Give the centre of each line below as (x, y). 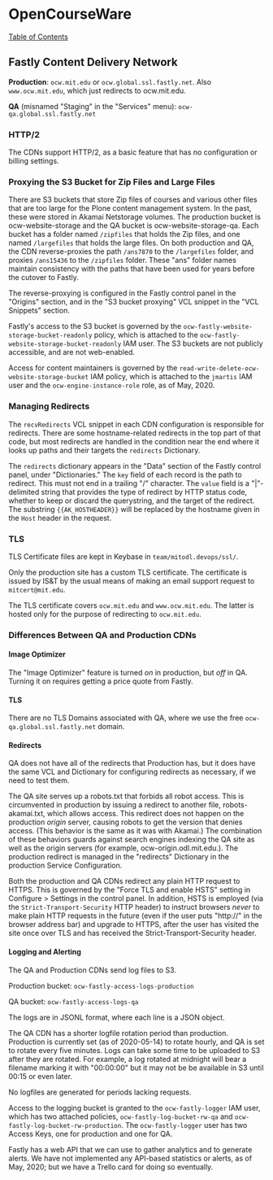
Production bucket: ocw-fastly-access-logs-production (101, 986)
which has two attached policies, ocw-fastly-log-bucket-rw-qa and (121, 1117)
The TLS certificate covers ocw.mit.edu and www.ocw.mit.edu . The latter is (131, 605)
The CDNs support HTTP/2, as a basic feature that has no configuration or (133, 152)
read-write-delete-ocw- (219, 369)
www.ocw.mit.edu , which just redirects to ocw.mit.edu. (97, 90)
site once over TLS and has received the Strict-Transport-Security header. (132, 933)
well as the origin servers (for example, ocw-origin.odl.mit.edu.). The (123, 848)
